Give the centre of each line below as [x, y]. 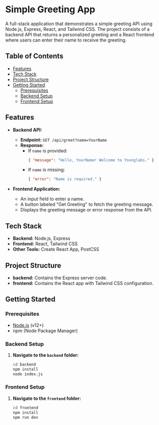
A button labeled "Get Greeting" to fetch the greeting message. [87, 204]
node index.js [28, 374]
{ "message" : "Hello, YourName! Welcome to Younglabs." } [91, 160]
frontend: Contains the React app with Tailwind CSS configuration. [83, 283]
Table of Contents [35, 56]
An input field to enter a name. [52, 199]
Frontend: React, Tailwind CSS [45, 244]
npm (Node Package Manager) [45, 331]
